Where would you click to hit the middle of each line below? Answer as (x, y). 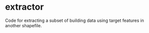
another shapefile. (24, 25)
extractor (25, 7)
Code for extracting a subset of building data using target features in (74, 20)
